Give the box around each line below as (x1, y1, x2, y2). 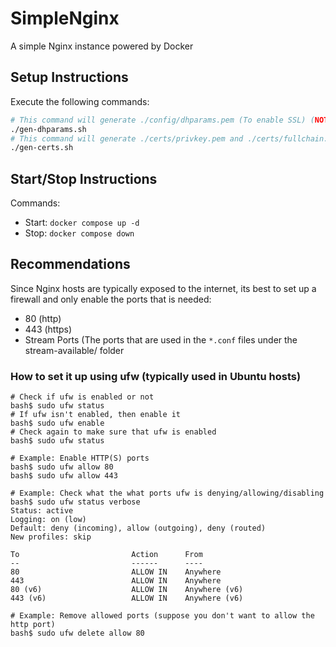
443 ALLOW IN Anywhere (10, 576, 222, 586)
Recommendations (10, 256, 131, 273)
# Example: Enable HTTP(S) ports (10, 453, 150, 464)
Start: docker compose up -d (24, 217, 140, 229)
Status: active (10, 506, 74, 516)
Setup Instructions (10, 69, 129, 86)
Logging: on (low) (10, 515, 87, 525)
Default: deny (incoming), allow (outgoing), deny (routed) (10, 523, 267, 534)
